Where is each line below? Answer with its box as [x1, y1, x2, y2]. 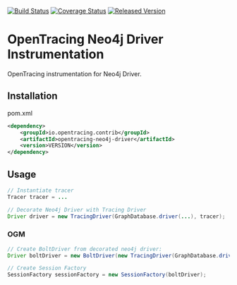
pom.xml [7, 109, 33, 117]
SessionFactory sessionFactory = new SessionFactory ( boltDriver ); [7, 272, 207, 279]
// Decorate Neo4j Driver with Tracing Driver [7, 206, 147, 213]
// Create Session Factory [7, 265, 87, 272]
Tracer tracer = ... [7, 193, 68, 200]
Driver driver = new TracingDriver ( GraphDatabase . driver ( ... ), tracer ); [7, 212, 226, 220]
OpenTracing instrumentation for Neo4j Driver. [7, 69, 142, 78]
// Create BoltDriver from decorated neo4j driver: [7, 245, 162, 253]
